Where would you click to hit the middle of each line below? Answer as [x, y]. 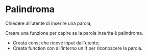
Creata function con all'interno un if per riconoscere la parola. [78, 48]
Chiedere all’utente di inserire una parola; [48, 23]
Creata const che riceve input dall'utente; [56, 43]
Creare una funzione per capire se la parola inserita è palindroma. [74, 33]
